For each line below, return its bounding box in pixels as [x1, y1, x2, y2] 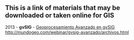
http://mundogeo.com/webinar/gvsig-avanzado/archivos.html [5, 29, 129, 35]
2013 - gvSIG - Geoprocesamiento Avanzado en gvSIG [5, 24, 115, 30]
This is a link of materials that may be [5, 4, 120, 12]
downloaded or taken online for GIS [5, 12, 115, 20]
